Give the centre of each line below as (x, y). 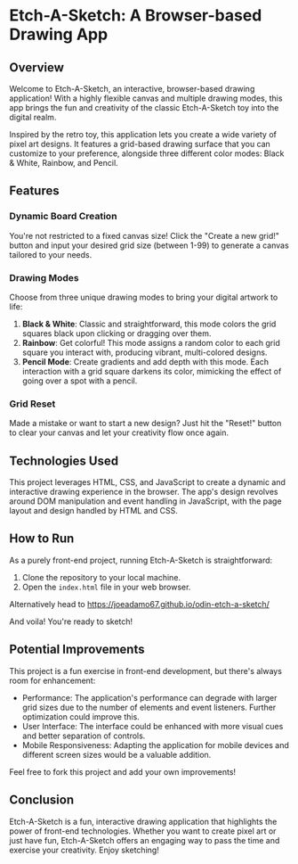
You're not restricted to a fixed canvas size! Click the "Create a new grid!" (145, 235)
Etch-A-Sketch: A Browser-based (136, 16)
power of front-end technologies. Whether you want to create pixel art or (143, 831)
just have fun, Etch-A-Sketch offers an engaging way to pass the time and (145, 840)
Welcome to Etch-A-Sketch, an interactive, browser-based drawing (132, 89)
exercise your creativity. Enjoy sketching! (85, 850)
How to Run (42, 539)
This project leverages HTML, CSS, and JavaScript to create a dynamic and (148, 482)
